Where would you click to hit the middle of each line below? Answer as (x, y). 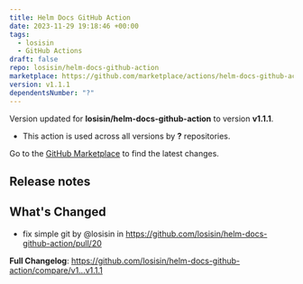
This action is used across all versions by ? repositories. (126, 136)
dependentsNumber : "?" (52, 93)
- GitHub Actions (50, 51)
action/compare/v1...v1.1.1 (56, 270)
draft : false (34, 59)
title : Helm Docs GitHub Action (70, 18)
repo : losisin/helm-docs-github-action (84, 68)
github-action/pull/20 (62, 243)
